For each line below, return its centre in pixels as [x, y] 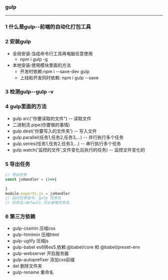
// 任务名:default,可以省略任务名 [37, 203]
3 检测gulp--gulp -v [29, 92]
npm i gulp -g [34, 59]
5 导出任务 [18, 164]
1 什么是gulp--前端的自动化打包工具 [48, 27]
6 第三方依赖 [20, 217]
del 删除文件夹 [27, 266]
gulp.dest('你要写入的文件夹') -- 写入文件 [54, 131]
